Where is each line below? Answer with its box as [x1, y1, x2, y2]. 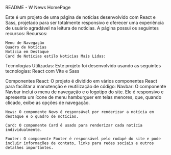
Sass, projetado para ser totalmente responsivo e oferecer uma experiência [5, 20, 164, 25]
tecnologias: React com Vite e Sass [5, 68, 80, 74]
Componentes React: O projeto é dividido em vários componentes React [5, 78, 157, 84]
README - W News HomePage [5, 5, 71, 10]
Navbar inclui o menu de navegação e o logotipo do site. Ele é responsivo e [5, 89, 164, 95]
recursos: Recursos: [5, 31, 47, 36]
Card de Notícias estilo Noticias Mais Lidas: [5, 54, 106, 59]
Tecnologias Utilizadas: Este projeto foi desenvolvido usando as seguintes [5, 63, 161, 68]
